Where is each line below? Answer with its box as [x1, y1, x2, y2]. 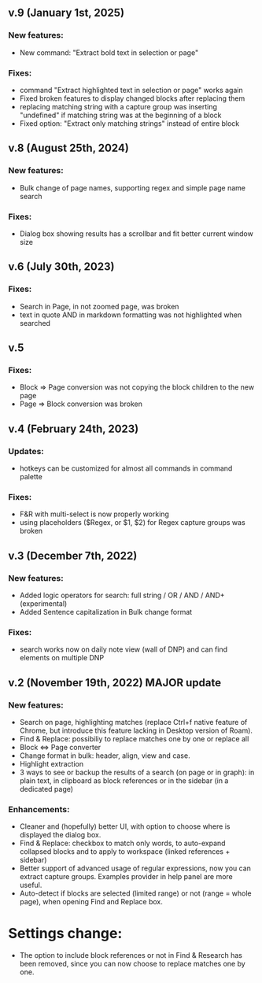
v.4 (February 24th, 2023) [8, 422, 139, 435]
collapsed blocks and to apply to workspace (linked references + [19, 847, 231, 856]
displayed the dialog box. [19, 830, 101, 840]
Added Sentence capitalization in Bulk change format [19, 608, 193, 617]
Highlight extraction [19, 759, 84, 768]
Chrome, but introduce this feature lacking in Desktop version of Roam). [19, 726, 253, 735]
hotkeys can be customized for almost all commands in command [19, 464, 233, 473]
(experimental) [19, 599, 68, 608]
